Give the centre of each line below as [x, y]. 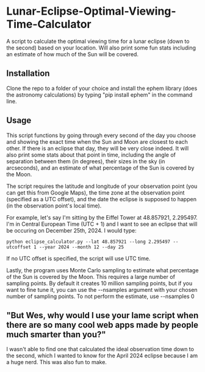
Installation [28, 74]
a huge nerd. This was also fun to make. [56, 362]
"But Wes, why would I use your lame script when [103, 315]
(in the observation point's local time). [54, 206]
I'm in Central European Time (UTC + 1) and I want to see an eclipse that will [102, 224]
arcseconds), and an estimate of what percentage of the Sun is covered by [100, 168]
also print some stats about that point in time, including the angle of [91, 155]
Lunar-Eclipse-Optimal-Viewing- [91, 11]
